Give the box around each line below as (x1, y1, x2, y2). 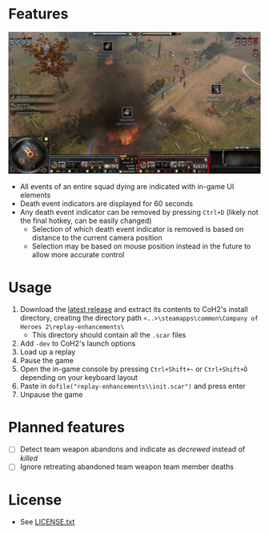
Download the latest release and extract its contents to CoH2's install (19, 305, 248, 314)
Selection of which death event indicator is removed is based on (31, 225, 244, 234)
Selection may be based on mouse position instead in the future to (31, 241, 251, 251)
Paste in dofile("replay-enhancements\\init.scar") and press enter (19, 382, 246, 391)
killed (19, 454, 38, 463)
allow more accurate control (31, 250, 125, 260)
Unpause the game (19, 390, 83, 399)
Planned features (8, 418, 126, 436)
